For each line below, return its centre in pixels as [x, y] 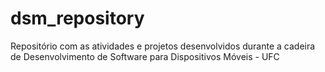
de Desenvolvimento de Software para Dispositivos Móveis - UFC [145, 56]
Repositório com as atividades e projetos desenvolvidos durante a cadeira [163, 46]
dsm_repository [77, 18]
